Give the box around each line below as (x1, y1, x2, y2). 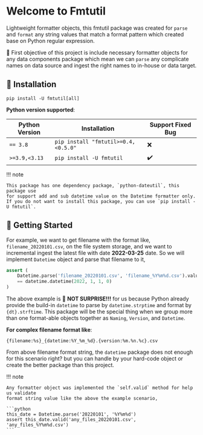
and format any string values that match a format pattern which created (6, 30, 184, 38)
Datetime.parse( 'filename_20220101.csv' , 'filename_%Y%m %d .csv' (17, 273, 182, 279)
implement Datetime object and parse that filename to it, (6, 256, 146, 263)
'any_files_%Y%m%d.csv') (6, 422, 69, 428)
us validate (6, 390, 36, 396)
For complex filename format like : (6, 326, 92, 334)
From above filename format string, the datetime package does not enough (6, 348, 193, 356)
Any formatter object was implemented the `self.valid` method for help (6, 385, 193, 391)
